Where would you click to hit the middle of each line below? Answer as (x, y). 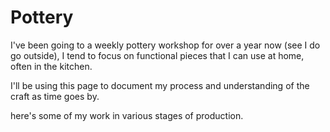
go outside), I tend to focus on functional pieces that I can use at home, (157, 55)
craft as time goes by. (55, 96)
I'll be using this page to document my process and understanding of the (160, 85)
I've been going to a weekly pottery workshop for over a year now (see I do (165, 45)
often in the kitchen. (51, 66)
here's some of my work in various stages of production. (127, 115)
